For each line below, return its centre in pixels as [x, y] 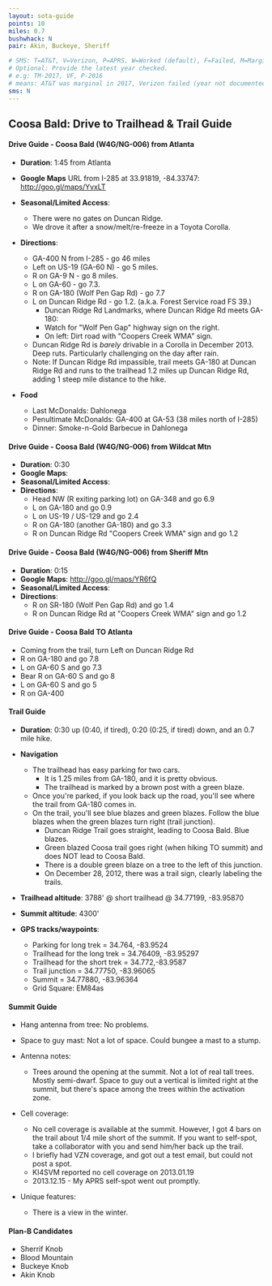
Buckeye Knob [44, 1267]
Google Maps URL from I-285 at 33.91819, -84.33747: [110, 179]
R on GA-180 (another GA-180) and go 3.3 [102, 525]
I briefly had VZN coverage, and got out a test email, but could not [142, 1155]
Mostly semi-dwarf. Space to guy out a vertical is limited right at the [145, 1081]
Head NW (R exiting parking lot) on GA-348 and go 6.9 [123, 499]
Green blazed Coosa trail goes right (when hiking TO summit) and [153, 847]
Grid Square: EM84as [68, 988]
